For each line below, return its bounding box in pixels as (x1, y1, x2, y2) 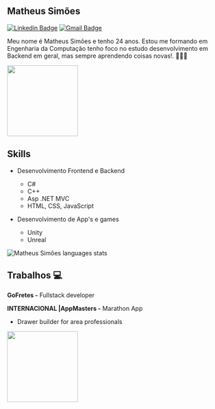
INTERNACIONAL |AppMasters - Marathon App (7, 305, 143, 313)
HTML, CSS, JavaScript (27, 202, 94, 210)
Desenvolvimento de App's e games (16, 215, 120, 223)
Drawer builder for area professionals (16, 318, 123, 326)
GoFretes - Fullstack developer (7, 291, 95, 299)
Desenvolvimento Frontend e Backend (16, 166, 125, 174)
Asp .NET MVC (27, 194, 70, 202)
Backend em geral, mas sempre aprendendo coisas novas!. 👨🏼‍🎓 (7, 51, 188, 60)
